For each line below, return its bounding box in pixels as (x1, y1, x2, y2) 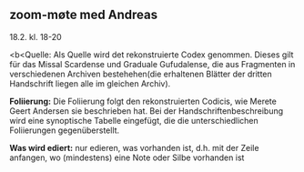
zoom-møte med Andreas (9, 7, 157, 23)
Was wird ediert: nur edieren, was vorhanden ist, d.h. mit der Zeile (9, 142, 259, 153)
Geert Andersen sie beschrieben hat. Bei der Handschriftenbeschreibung (9, 105, 284, 116)
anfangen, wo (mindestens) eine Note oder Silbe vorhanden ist (9, 152, 245, 163)
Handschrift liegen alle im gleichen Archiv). (9, 77, 171, 89)
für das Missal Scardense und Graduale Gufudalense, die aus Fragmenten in (9, 58, 296, 69)
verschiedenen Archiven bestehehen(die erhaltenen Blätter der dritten (9, 68, 273, 79)
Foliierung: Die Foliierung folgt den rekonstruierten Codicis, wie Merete (9, 96, 278, 106)
